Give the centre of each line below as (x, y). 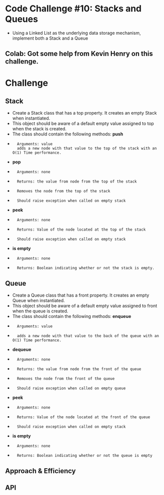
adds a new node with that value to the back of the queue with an (88, 336)
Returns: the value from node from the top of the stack (77, 182)
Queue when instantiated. (39, 301)
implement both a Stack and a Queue (50, 38)
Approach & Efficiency (40, 471)
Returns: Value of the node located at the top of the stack (82, 230)
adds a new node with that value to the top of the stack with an (87, 149)
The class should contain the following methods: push (68, 134)
